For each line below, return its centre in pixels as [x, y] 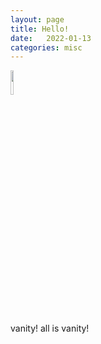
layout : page [37, 19]
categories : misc [46, 47]
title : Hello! [40, 29]
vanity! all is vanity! [50, 328]
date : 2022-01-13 [51, 38]
